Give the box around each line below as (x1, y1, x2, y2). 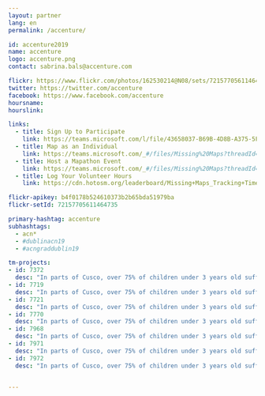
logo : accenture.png (8, 55, 77, 63)
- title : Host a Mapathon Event (15, 157, 122, 165)
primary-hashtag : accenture (8, 215, 101, 223)
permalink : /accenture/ (8, 26, 87, 34)
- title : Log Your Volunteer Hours (15, 172, 132, 180)
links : (8, 120, 30, 129)
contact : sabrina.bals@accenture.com (8, 62, 132, 71)
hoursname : (8, 99, 44, 107)
